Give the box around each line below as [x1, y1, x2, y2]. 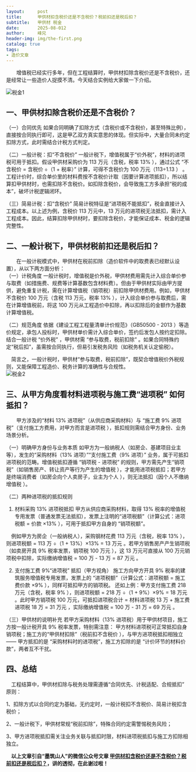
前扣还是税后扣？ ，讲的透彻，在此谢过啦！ [6, 760, 108, 767]
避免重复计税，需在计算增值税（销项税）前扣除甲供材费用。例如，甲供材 [16, 287, 190, 294]
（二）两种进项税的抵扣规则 [6, 493, 73, 500]
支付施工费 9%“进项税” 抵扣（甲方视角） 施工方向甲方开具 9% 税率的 [14, 567, 181, 574]
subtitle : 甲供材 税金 [6, 19, 62, 25]
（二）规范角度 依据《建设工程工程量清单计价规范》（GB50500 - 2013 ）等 [6, 322, 184, 329]
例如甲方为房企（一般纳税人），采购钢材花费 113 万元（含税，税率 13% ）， [11, 532, 188, 539]
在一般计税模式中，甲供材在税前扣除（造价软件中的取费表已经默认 [16, 258, 175, 265]
